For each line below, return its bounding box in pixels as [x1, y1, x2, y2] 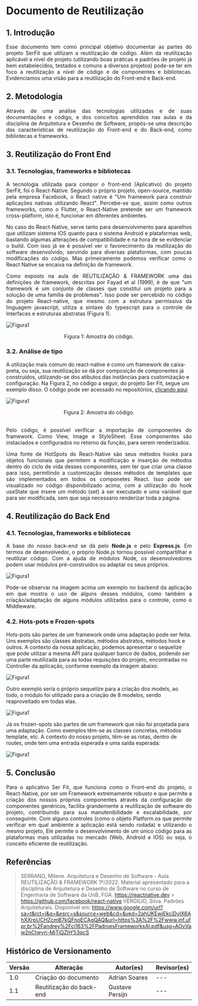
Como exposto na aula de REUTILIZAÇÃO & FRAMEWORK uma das [6, 272, 192, 280]
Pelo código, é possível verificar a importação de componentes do [6, 426, 192, 433]
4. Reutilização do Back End [6, 511, 110, 521]
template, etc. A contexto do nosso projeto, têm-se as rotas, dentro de [6, 733, 177, 740]
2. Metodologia [6, 91, 63, 101]
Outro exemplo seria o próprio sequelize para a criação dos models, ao [6, 685, 179, 692]
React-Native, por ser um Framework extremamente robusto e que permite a [6, 790, 192, 797]
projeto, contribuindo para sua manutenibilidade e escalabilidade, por [6, 808, 192, 816]
